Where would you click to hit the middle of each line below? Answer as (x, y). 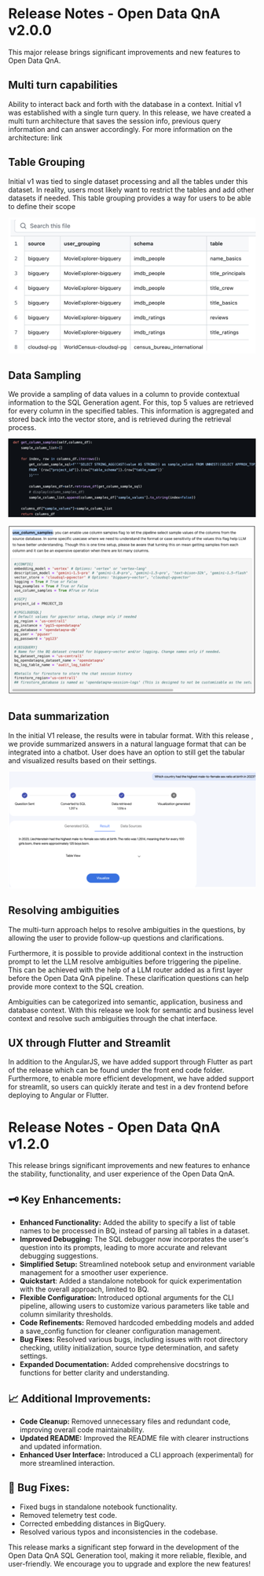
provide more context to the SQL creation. (76, 986)
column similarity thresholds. (66, 1314)
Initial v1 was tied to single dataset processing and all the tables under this (128, 181)
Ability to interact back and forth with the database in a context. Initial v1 (125, 104)
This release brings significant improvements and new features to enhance (129, 1166)
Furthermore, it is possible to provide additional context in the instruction (126, 953)
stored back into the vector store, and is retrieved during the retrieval (120, 419)
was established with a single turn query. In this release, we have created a (130, 112)
